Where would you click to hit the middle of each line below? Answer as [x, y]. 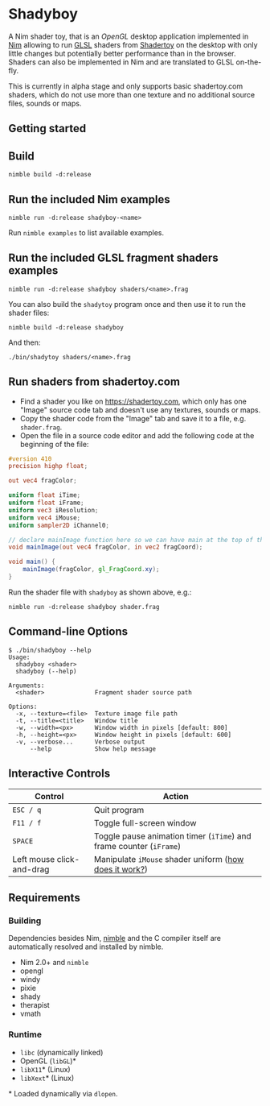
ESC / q [27, 810]
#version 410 [30, 459]
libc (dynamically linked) [61, 1052]
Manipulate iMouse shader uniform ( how [169, 859]
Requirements [44, 898]
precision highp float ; [48, 466]
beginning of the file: [54, 444]
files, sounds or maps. [45, 103]
